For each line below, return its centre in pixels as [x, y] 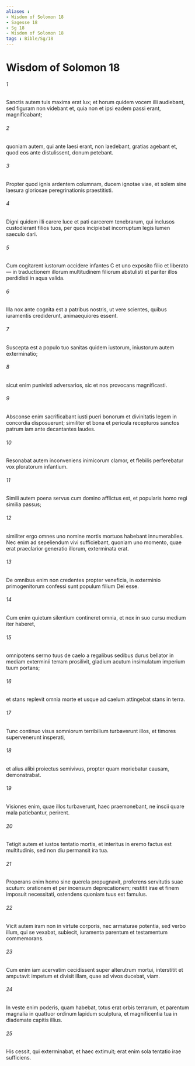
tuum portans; [23, 668]
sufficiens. [19, 1058]
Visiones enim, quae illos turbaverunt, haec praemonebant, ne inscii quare [95, 807]
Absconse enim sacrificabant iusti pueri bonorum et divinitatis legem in [91, 417]
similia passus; [24, 504]
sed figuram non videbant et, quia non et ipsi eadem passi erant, [83, 108]
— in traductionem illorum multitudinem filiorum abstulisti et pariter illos [92, 272]
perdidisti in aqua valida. [36, 278]
